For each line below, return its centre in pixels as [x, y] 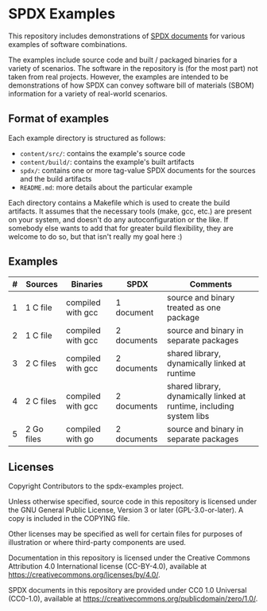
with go [80, 439]
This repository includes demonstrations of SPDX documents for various [127, 36]
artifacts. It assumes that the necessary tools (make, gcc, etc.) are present [130, 211]
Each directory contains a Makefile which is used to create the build [119, 202]
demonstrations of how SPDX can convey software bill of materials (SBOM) [131, 85]
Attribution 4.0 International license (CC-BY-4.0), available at [108, 566]
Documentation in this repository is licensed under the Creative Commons [129, 558]
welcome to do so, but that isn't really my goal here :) [95, 237]
